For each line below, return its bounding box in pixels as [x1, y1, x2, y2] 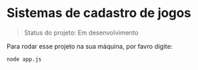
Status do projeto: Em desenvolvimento [23, 28, 139, 37]
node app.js [6, 55, 42, 63]
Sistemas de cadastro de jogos [6, 5, 192, 21]
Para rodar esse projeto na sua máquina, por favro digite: [6, 42, 173, 50]
